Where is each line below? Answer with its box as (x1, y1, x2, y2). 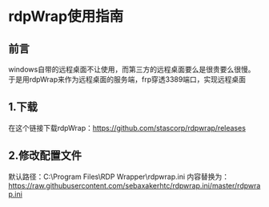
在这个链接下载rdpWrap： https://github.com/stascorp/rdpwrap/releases (8, 123, 247, 132)
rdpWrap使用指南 (8, 7, 124, 26)
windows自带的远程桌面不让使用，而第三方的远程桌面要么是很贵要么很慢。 (8, 65, 255, 74)
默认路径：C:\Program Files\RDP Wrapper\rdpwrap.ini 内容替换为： (8, 172, 230, 181)
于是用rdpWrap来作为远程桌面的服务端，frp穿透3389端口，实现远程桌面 (8, 75, 247, 84)
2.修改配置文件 (8, 149, 82, 163)
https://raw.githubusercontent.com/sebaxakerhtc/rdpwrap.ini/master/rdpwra (8, 181, 261, 190)
